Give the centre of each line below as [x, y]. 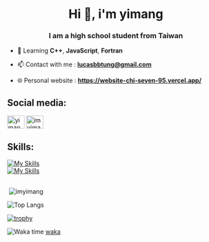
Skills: [21, 147]
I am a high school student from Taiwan [116, 36]
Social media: [37, 103]
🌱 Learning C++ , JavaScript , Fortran [70, 50]
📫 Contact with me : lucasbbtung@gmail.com [84, 64]
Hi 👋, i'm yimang [116, 14]
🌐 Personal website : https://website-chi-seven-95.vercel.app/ [109, 81]
